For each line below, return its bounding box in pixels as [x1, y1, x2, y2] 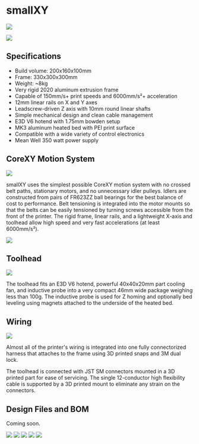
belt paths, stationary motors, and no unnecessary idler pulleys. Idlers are [6, 187, 187, 194]
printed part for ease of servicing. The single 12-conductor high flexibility [6, 374, 185, 382]
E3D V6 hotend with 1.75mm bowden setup [14, 117, 121, 125]
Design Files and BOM [6, 404, 89, 414]
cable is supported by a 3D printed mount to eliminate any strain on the [6, 380, 180, 387]
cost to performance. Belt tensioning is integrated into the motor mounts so [6, 200, 191, 207]
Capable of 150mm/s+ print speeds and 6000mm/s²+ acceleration [14, 92, 178, 99]
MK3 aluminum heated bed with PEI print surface [14, 124, 135, 131]
